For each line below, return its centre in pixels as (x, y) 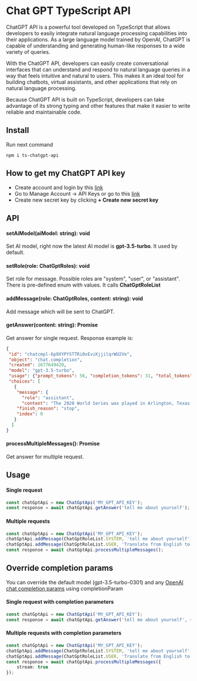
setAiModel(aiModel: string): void (48, 233)
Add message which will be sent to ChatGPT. (61, 311)
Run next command (30, 144)
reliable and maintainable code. (44, 112)
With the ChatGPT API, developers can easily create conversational (87, 63)
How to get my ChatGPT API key (66, 173)
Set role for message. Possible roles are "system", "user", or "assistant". (93, 279)
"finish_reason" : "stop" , (48, 408)
